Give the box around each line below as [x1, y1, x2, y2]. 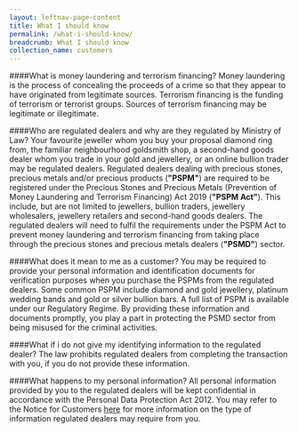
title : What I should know [9, 21, 109, 30]
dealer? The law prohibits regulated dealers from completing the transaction [9, 349, 288, 360]
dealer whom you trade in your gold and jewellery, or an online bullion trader [9, 154, 289, 164]
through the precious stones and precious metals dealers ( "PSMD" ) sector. [9, 239, 286, 250]
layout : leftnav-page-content [9, 12, 122, 22]
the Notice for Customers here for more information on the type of [9, 404, 252, 414]
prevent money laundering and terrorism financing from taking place [9, 229, 260, 240]
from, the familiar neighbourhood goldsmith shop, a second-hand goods [9, 144, 274, 156]
